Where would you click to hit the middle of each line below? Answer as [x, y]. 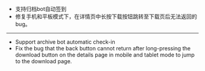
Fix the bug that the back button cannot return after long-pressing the [103, 48]
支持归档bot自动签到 [41, 9]
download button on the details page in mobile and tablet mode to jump [105, 55]
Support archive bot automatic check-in [65, 42]
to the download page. [43, 61]
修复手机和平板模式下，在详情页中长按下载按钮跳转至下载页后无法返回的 [106, 16]
